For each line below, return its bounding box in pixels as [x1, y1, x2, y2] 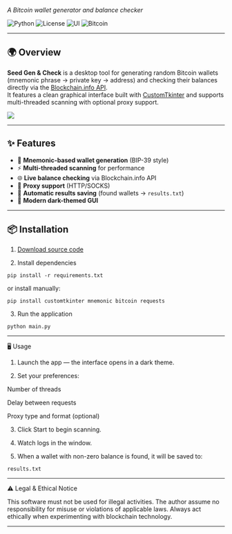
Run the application [17, 310, 72, 318]
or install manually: [7, 284, 61, 293]
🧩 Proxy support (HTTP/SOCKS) [17, 181, 110, 190]
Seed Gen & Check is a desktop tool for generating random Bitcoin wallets [7, 69, 219, 77]
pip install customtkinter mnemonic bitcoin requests [7, 298, 166, 305]
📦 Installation [7, 224, 69, 235]
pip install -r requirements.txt [7, 272, 104, 279]
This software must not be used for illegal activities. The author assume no [7, 498, 220, 506]
